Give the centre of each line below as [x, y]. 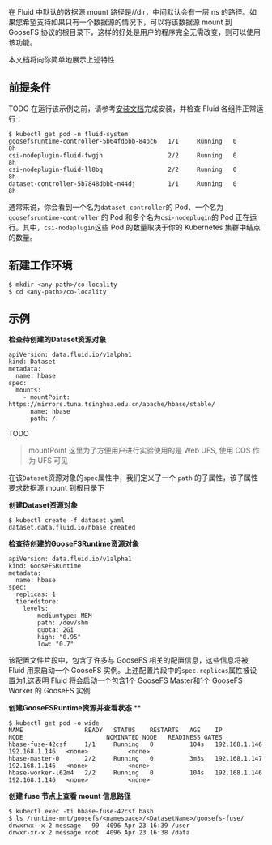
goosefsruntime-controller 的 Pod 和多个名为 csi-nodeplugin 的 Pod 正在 [129, 217]
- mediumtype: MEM [61, 616]
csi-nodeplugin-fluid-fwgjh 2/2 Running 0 [123, 155]
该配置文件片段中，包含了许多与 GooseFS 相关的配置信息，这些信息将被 [128, 660]
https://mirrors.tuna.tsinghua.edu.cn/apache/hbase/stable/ [112, 405]
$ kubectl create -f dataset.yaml [67, 521]
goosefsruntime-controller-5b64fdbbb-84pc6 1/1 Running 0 [123, 141]
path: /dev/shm [63, 623]
